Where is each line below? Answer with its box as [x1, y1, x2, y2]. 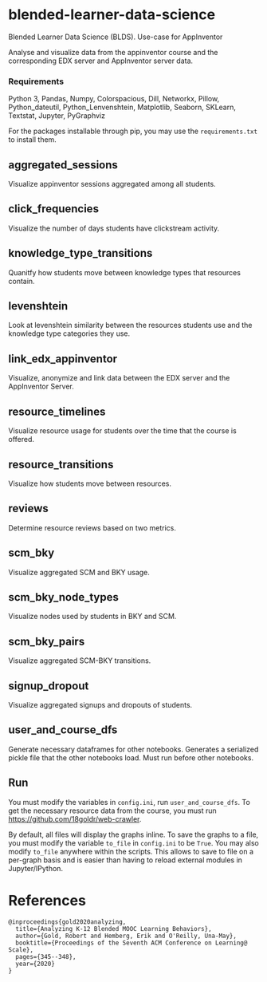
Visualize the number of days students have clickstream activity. [8, 223, 220, 233]
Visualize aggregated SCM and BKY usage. [8, 567, 150, 577]
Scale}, [8, 945, 34, 954]
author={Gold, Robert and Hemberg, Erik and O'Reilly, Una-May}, [15, 932, 238, 940]
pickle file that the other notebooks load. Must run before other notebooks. [8, 752, 253, 763]
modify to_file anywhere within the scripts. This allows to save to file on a [8, 846, 253, 856]
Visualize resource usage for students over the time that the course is [8, 426, 237, 436]
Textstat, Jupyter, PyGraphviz [8, 111, 106, 120]
